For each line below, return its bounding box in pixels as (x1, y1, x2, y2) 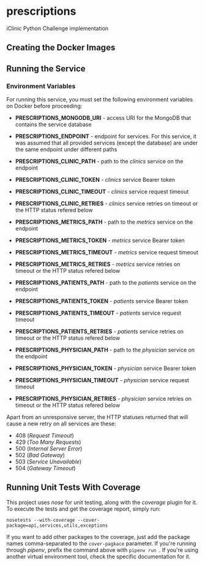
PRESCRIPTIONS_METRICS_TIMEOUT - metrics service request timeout (15, 249, 199, 256)
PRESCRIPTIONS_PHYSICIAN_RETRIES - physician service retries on (15, 395, 192, 403)
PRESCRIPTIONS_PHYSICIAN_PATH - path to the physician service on (15, 346, 195, 354)
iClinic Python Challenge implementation (6, 25, 109, 32)
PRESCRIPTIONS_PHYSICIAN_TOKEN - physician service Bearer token (15, 364, 196, 372)
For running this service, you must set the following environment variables (6, 96, 193, 103)
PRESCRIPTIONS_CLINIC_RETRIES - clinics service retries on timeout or (15, 200, 198, 207)
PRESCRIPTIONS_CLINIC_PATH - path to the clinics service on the (15, 158, 184, 165)
